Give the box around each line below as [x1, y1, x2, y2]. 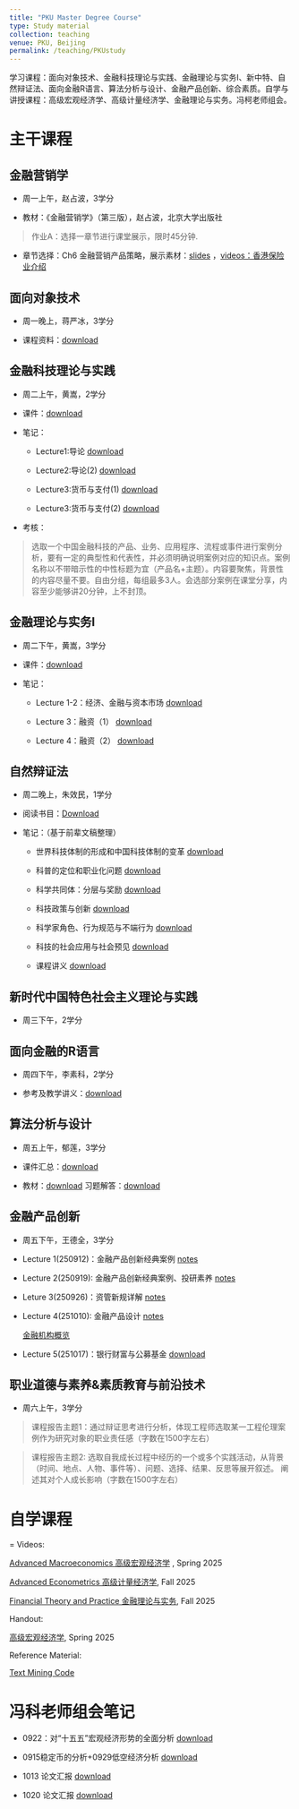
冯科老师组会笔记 [9, 1702, 136, 1722]
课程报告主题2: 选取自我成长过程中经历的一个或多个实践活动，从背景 [30, 1452, 285, 1462]
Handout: [9, 1614, 44, 1625]
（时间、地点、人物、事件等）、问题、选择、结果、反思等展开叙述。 [30, 1463, 279, 1474]
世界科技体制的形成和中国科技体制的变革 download [35, 846, 224, 857]
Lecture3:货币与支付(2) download [35, 502, 159, 513]
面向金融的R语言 [9, 1043, 100, 1059]
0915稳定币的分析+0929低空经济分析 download [21, 1752, 199, 1762]
